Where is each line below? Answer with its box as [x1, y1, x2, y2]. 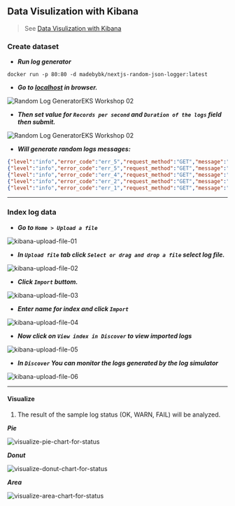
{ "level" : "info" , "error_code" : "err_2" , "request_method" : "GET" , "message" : [7, 178, 227, 185]
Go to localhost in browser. [17, 83, 98, 92]
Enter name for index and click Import [17, 304, 129, 313]
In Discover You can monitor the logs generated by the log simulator [17, 359, 219, 367]
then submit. [17, 118, 56, 127]
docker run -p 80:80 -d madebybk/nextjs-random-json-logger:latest [7, 71, 208, 78]
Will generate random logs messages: [17, 145, 131, 153]
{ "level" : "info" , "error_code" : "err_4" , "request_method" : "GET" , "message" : [7, 171, 227, 178]
